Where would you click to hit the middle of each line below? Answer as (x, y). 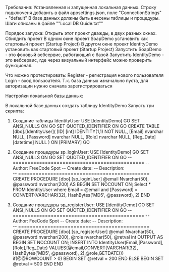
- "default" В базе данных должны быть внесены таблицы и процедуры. (82, 18)
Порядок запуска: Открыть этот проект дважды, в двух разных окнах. (81, 33)
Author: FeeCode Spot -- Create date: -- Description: (68, 221)
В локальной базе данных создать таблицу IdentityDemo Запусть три (80, 105)
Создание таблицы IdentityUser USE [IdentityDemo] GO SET (76, 121)
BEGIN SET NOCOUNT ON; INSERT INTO (55, 242)
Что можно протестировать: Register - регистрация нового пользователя (84, 75)
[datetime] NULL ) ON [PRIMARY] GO (51, 142)
